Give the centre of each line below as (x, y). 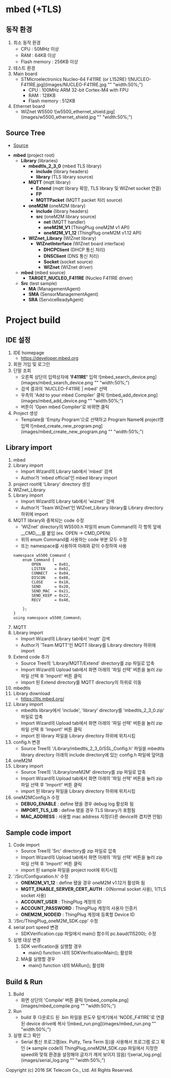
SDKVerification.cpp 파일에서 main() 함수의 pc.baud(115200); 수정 (89, 934)
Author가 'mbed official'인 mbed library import (69, 477)
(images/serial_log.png (45, 1060)
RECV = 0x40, (51, 600)
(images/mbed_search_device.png (57, 382)
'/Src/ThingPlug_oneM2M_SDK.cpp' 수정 (55, 921)
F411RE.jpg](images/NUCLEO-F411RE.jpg (64, 84)
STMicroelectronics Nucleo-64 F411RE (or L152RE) (74, 79)
